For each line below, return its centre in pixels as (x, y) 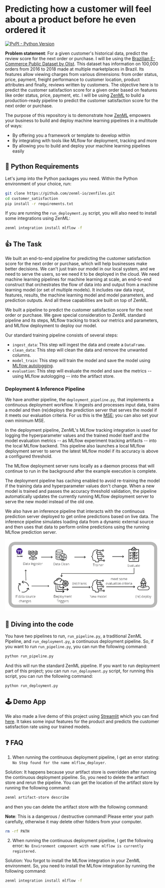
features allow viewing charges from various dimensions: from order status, (82, 74)
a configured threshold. (29, 456)
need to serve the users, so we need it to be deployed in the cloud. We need (82, 274)
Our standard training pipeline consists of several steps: (62, 335)
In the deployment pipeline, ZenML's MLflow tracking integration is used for (82, 430)
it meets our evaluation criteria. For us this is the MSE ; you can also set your (82, 415)
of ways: (14, 126)
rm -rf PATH (17, 831)
